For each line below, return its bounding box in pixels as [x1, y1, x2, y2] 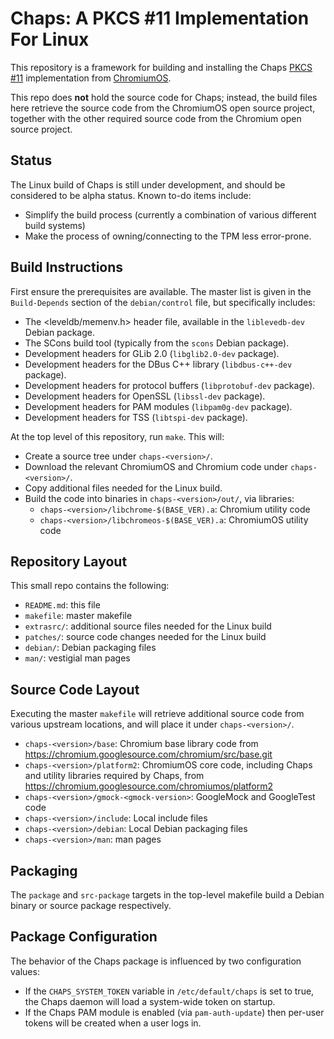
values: [10, 965, 40, 977]
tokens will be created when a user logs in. [24, 1017, 202, 1029]
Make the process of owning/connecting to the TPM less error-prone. [24, 230, 312, 242]
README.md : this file [24, 599, 101, 611]
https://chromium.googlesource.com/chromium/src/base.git [24, 748, 273, 761]
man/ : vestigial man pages [24, 652, 131, 664]
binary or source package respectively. [10, 900, 172, 911]
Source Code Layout [10, 681, 140, 698]
